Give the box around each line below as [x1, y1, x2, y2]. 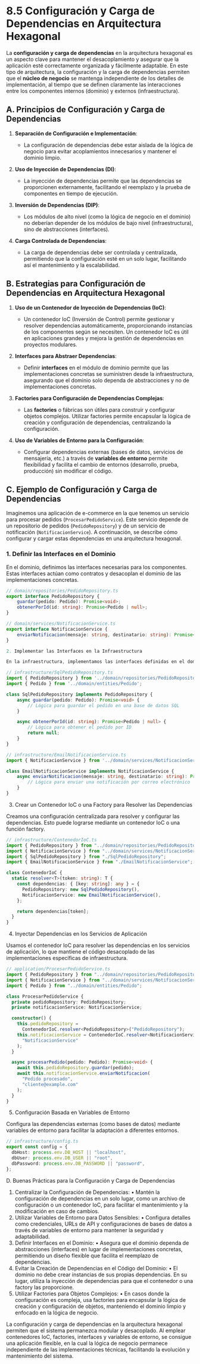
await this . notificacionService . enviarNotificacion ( [17, 1070, 151, 1076]
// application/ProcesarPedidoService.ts [6, 966, 111, 972]
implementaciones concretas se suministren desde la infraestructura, [23, 370, 194, 377]
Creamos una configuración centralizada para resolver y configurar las [6, 813, 180, 820]
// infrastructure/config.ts [6, 1138, 79, 1144]
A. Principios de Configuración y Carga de [6, 104, 165, 115]
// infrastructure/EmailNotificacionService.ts [6, 752, 127, 758]
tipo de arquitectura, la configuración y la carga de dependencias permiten [6, 68, 190, 75]
